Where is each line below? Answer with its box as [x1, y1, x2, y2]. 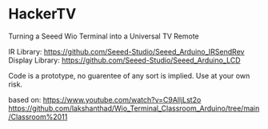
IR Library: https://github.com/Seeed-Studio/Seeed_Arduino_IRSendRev [8, 46, 245, 56]
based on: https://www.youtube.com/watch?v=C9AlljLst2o [8, 95, 202, 104]
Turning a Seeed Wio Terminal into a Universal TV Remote [8, 31, 200, 41]
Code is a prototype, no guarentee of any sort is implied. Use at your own [8, 71, 250, 80]
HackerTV [8, 5, 77, 23]
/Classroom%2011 [8, 111, 68, 121]
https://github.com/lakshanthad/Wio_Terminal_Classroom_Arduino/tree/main [8, 103, 260, 113]
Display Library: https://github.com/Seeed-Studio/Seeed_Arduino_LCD [8, 55, 242, 65]
